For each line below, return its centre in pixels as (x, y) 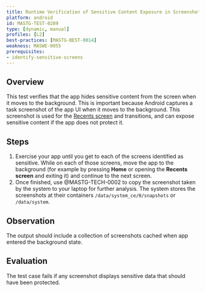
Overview (25, 82)
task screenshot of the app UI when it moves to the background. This (93, 110)
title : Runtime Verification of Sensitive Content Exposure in (88, 12)
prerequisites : (26, 52)
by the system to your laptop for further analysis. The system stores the (105, 189)
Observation (31, 221)
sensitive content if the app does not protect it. (65, 123)
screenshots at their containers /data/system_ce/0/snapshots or (95, 195)
